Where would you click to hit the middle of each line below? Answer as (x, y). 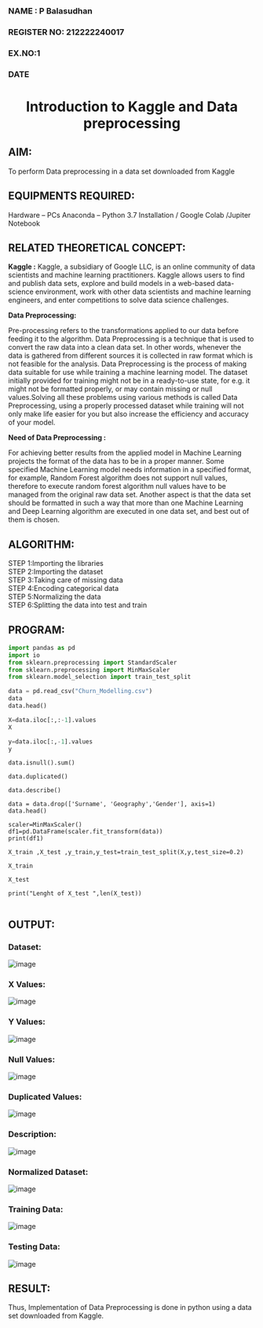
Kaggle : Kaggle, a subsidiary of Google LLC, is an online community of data (131, 267)
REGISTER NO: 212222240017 (66, 31)
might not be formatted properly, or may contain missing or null (110, 389)
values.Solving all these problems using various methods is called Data (123, 398)
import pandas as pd (42, 647)
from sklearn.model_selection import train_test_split (100, 677)
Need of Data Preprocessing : (57, 438)
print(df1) (26, 838)
